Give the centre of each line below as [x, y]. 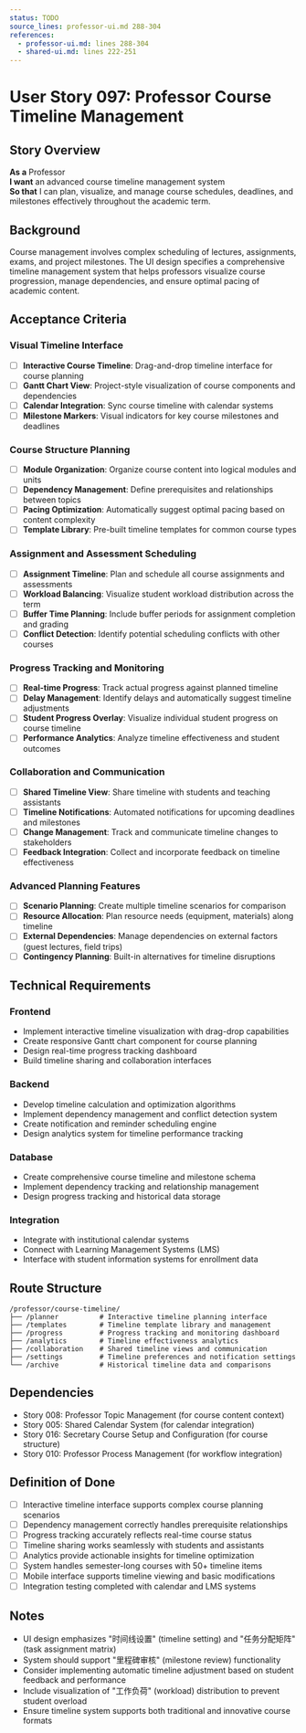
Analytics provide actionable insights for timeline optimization [138, 1555]
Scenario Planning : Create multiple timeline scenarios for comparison [154, 906]
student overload [55, 1701]
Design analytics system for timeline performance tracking [133, 1133]
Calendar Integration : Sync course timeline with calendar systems [148, 405]
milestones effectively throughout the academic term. [111, 201]
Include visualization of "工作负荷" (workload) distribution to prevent [151, 1690]
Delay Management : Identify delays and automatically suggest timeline [157, 698]
